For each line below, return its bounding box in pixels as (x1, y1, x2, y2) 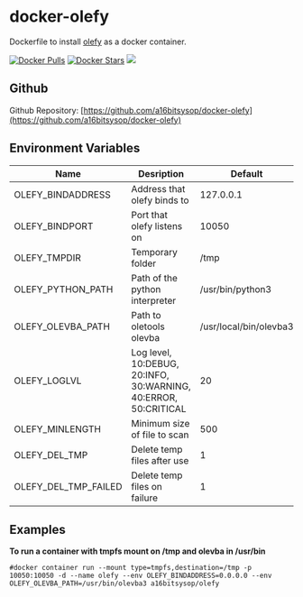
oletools (131, 320, 165, 333)
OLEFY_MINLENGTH (14, 422, 102, 435)
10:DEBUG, (131, 357, 179, 370)
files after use (131, 454, 189, 466)
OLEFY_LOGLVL (14, 374, 82, 387)
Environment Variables (9, 141, 141, 156)
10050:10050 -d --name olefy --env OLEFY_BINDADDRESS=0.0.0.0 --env (9, 571, 272, 581)
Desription (138, 167, 185, 179)
